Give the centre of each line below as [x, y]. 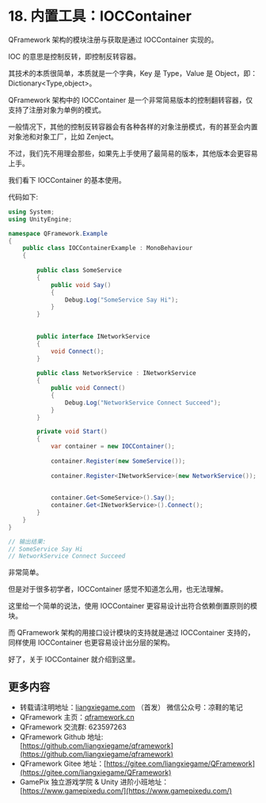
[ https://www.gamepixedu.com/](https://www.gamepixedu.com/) [125, 791]
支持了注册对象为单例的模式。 [57, 110]
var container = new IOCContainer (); [113, 447]
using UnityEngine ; [40, 219]
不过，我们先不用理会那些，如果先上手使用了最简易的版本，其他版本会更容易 [133, 153]
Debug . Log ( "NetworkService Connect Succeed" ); [143, 403]
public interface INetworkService [93, 336]
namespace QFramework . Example [58, 233]
